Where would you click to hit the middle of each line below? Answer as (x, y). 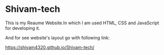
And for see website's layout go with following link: (57, 38)
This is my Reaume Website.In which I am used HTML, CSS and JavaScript (82, 23)
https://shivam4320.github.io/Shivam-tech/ (50, 47)
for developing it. (23, 28)
